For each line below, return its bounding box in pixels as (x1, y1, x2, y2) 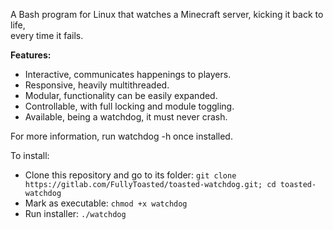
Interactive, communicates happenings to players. (24, 69, 232, 80)
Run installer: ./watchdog (24, 208, 127, 219)
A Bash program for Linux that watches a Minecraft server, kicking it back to (10, 9, 324, 20)
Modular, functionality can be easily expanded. (24, 90, 218, 101)
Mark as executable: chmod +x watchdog (24, 197, 188, 209)
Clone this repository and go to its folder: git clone (24, 169, 237, 181)
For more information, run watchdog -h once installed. (10, 130, 233, 142)
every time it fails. (10, 30, 84, 41)
